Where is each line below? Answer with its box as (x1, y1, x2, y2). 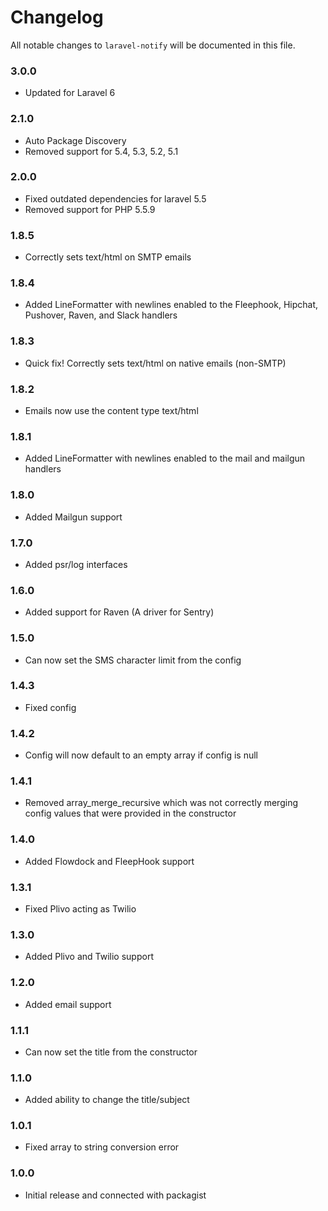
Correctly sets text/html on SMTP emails (24, 251, 192, 263)
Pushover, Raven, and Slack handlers (24, 309, 178, 321)
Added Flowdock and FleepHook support (24, 855, 195, 867)
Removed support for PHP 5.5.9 (24, 203, 156, 215)
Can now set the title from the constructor (24, 1046, 198, 1058)
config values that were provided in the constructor (24, 807, 237, 820)
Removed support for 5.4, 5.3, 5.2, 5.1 (24, 145, 179, 157)
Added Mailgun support (24, 511, 123, 523)
